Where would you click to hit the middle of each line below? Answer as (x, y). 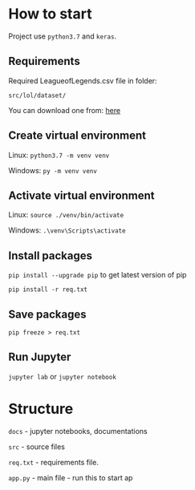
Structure (41, 409)
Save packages (47, 314)
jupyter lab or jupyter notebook (62, 376)
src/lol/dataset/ (37, 95)
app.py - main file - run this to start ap (71, 477)
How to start (50, 14)
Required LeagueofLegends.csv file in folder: (83, 80)
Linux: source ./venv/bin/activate (66, 215)
